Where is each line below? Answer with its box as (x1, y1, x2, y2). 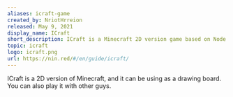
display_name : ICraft (7, 29, 70, 37)
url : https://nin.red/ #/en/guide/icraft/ (7, 55, 130, 62)
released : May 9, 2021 (7, 23, 73, 30)
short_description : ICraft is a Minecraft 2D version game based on (7, 36, 211, 43)
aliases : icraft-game (7, 10, 70, 17)
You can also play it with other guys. (7, 81, 112, 90)
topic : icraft (7, 42, 49, 49)
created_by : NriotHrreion (7, 17, 82, 24)
